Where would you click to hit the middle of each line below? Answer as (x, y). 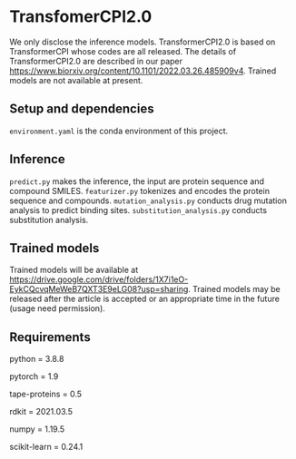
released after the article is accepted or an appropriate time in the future (144, 299)
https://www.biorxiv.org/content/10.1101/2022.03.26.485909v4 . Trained (143, 71)
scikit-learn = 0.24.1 (46, 447)
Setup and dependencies (82, 109)
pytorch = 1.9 (34, 376)
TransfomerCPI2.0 (81, 17)
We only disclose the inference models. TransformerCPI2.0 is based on (143, 42)
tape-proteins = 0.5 (46, 394)
